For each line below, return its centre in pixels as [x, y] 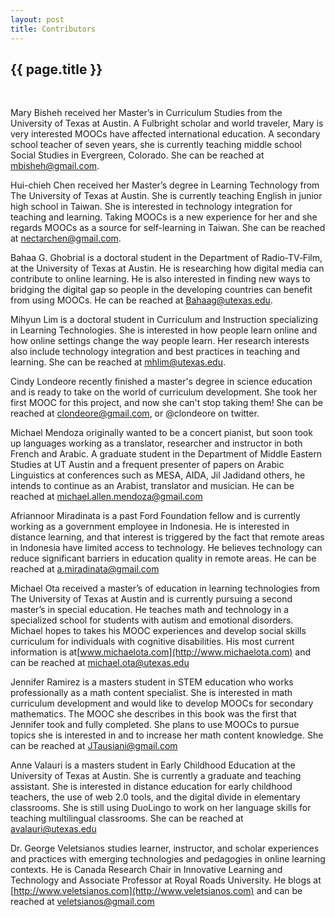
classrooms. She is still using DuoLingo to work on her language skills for [161, 808]
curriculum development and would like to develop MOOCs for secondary [162, 703]
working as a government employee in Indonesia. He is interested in [150, 527]
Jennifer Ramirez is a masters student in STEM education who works [152, 682]
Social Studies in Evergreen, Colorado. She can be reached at [137, 155]
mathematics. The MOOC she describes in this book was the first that [153, 714]
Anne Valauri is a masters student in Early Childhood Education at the [153, 765]
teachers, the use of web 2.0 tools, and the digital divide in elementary [155, 797]
